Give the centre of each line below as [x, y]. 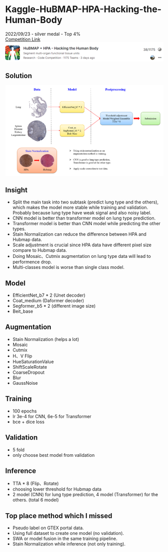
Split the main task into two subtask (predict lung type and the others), [86, 202]
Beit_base [23, 311]
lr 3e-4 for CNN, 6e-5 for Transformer [52, 416]
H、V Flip [22, 356]
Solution [19, 76]
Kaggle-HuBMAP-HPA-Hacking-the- [83, 9]
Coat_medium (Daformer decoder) [48, 301]
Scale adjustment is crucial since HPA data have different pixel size [82, 245]
